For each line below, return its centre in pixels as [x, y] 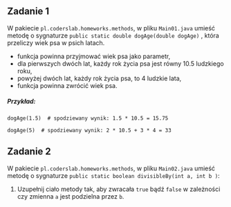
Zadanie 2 [29, 152]
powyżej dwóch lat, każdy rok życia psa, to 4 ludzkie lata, [99, 78]
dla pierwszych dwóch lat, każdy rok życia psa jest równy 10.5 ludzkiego [120, 63]
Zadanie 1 [28, 11]
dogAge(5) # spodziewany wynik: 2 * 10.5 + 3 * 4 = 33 [89, 130]
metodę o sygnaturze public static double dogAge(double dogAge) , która [113, 35]
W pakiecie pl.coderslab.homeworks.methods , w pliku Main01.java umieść [111, 28]
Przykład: [21, 101]
